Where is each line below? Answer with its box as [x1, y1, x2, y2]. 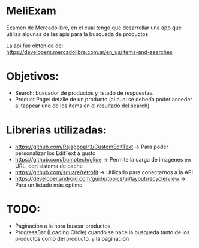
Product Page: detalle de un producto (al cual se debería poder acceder [14, 95, 193, 103]
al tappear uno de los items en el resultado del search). [14, 102, 152, 109]
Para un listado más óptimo [14, 181, 83, 189]
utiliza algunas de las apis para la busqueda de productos [6, 30, 149, 37]
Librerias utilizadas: [6, 123, 107, 137]
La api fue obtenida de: [6, 42, 64, 49]
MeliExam [6, 4, 56, 18]
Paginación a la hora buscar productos [14, 222, 111, 229]
